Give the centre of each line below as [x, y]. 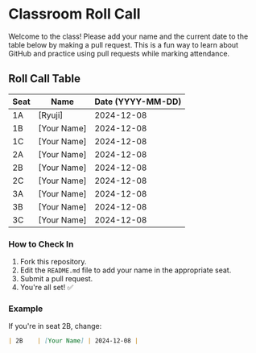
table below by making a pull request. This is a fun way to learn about [124, 44]
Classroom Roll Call [74, 14]
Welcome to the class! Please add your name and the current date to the [128, 36]
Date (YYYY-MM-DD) [138, 102]
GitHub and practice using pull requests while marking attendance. [119, 53]
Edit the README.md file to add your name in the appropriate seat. [126, 270]
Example [26, 309]
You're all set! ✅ [47, 288]
